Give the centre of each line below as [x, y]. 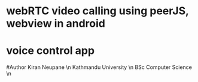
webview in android [56, 23]
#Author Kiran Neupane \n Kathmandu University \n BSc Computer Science [99, 67]
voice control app [50, 51]
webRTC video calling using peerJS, [98, 11]
